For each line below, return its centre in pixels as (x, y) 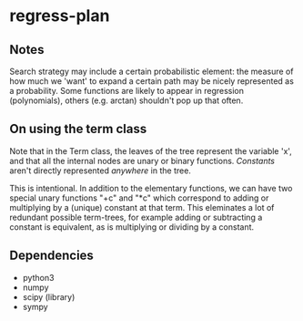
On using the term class (78, 129)
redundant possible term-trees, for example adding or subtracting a (136, 217)
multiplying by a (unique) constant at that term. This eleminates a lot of (142, 207)
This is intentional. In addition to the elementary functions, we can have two (151, 188)
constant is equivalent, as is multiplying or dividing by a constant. (132, 227)
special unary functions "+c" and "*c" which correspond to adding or (139, 198)
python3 (38, 277)
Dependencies (51, 256)
